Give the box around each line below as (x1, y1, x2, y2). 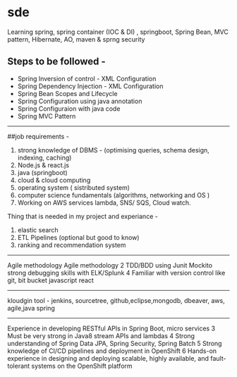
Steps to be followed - (7, 56, 106, 68)
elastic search (17, 225, 59, 234)
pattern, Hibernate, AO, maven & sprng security (7, 35, 145, 43)
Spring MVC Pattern (17, 112, 76, 120)
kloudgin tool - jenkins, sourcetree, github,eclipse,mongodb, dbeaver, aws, (7, 296, 225, 304)
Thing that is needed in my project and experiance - (7, 212, 159, 220)
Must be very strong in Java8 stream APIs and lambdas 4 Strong (7, 331, 195, 340)
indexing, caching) (17, 153, 72, 162)
